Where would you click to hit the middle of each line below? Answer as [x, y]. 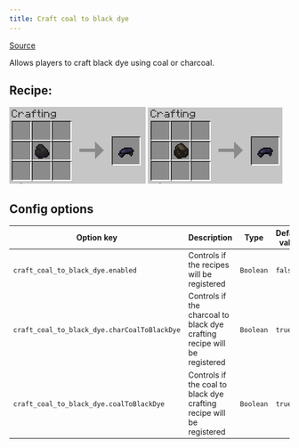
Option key [97, 238]
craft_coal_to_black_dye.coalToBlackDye [89, 404]
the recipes [209, 265]
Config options [52, 209]
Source [22, 45]
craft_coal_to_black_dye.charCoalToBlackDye [97, 330]
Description [210, 238]
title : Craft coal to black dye [69, 19]
